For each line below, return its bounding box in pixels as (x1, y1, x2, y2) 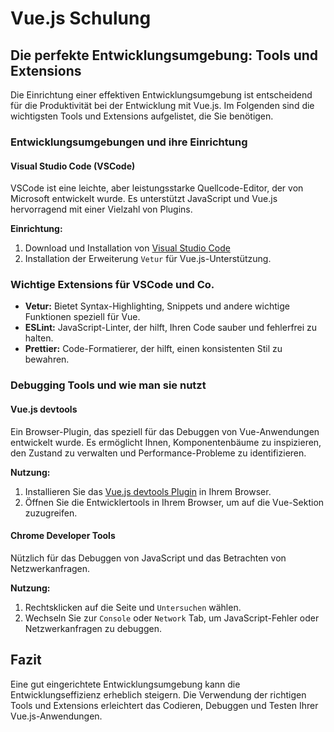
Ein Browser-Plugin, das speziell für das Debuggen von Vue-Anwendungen (10, 425, 320, 437)
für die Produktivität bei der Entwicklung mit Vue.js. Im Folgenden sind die (10, 100, 315, 111)
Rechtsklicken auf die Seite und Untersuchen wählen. (24, 601, 242, 613)
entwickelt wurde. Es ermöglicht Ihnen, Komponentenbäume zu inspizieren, (10, 436, 322, 448)
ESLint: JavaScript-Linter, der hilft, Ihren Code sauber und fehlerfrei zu (24, 322, 318, 334)
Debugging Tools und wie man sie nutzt (10, 378, 207, 392)
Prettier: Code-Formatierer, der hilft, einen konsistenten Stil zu (24, 343, 283, 355)
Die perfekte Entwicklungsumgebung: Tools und (10, 47, 319, 64)
